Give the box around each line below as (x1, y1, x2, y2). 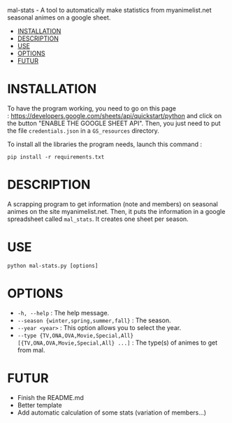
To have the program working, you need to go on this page (7, 104, 177, 113)
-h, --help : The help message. (17, 308, 110, 317)
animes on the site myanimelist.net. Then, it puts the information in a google (7, 207, 226, 215)
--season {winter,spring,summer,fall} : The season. (17, 316, 171, 324)
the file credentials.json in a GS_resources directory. (7, 126, 159, 135)
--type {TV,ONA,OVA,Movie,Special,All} (17, 332, 134, 339)
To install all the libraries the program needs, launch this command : (7, 140, 203, 148)
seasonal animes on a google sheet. (7, 13, 111, 22)
